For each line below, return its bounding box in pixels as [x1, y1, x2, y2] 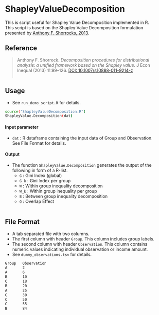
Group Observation [5, 261, 47, 266]
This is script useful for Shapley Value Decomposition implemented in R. [5, 20, 149, 25]
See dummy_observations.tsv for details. [12, 251, 92, 257]
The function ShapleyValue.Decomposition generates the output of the [12, 162, 152, 168]
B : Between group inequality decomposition [19, 193, 108, 199]
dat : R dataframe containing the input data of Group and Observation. [12, 135, 153, 141]
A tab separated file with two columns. [12, 231, 89, 236]
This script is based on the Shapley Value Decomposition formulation [5, 24, 143, 30]
